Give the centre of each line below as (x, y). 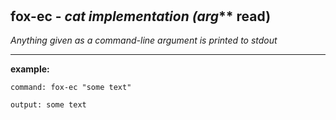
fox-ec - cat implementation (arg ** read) (141, 16)
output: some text (48, 105)
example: (30, 69)
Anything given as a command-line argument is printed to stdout (144, 40)
